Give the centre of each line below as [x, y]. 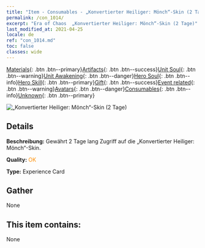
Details [20, 126]
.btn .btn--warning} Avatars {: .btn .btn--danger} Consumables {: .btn [91, 89]
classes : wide [24, 52]
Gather [20, 190]
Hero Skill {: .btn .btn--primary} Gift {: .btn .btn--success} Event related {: [106, 82]
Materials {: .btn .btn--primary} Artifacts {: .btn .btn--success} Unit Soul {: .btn [101, 69]
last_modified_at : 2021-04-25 [45, 29]
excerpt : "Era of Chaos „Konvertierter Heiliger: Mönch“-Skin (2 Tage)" [102, 23]
